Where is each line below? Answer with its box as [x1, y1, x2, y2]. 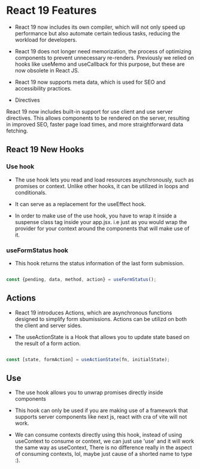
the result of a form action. [14, 340, 81, 347]
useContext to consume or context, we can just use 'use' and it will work [14, 438, 195, 445]
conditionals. [14, 189, 47, 196]
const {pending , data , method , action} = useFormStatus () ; [6, 276, 157, 282]
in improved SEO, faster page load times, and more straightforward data [6, 120, 184, 128]
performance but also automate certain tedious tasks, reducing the [14, 29, 180, 37]
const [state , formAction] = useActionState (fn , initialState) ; [6, 356, 170, 362]
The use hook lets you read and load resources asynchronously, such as [14, 176, 194, 183]
